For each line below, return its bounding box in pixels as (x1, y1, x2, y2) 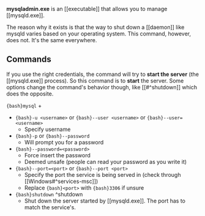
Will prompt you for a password (24, 138, 104, 146)
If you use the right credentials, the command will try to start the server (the (6, 70, 199, 78)
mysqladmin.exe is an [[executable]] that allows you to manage (6, 6, 168, 12)
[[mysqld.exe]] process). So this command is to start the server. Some (6, 76, 184, 84)
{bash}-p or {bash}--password (15, 132, 90, 140)
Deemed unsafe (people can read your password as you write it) (24, 158, 187, 165)
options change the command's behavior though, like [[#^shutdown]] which (6, 83, 198, 91)
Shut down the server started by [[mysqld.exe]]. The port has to (24, 197, 185, 204)
